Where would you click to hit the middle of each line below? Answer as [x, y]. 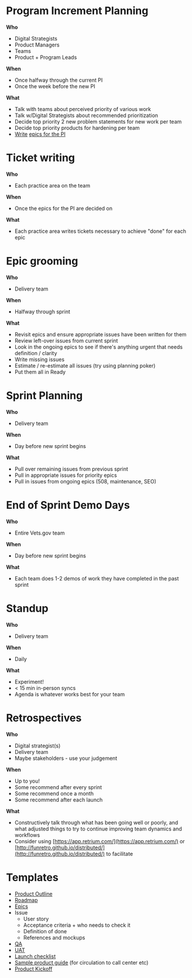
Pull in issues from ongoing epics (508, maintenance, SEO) [85, 481]
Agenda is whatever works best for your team [69, 694]
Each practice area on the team [52, 185]
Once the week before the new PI [55, 86]
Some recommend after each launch [59, 800]
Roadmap [26, 900]
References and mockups [54, 937]
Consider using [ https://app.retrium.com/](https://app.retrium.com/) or [100, 841]
